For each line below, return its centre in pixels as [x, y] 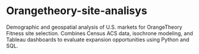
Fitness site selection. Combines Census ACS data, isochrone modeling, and [99, 33]
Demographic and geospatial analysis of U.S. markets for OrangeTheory [94, 27]
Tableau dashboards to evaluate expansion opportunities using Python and [98, 39]
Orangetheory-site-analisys [77, 11]
